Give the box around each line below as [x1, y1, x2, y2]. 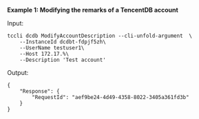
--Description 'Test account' [19, 56, 107, 63]
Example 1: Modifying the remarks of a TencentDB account [7, 6, 179, 14]
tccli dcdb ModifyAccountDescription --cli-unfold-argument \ [7, 32, 193, 39]
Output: [7, 69, 29, 76]
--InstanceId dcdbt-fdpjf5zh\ [19, 39, 107, 45]
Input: [7, 19, 24, 27]
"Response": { [19, 88, 60, 95]
